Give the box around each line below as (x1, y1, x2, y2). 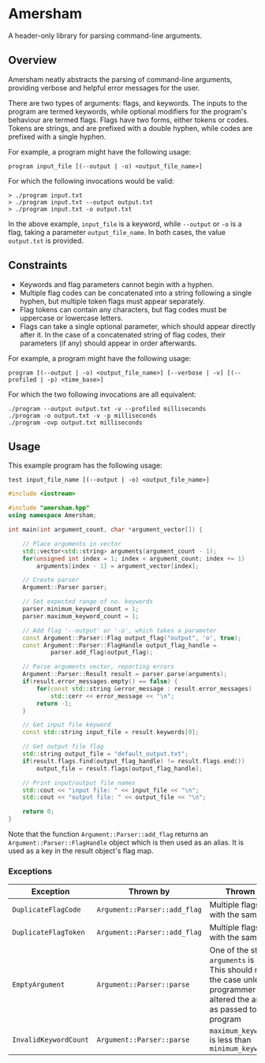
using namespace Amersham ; (8, 512, 97, 520)
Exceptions (8, 865, 53, 876)
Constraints (8, 259, 68, 272)
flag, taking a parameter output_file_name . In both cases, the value (8, 227, 226, 237)
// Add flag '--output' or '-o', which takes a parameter (22, 626, 217, 635)
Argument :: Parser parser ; (22, 584, 108, 591)
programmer (209, 984, 256, 995)
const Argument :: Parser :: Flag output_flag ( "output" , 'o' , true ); (22, 634, 242, 642)
